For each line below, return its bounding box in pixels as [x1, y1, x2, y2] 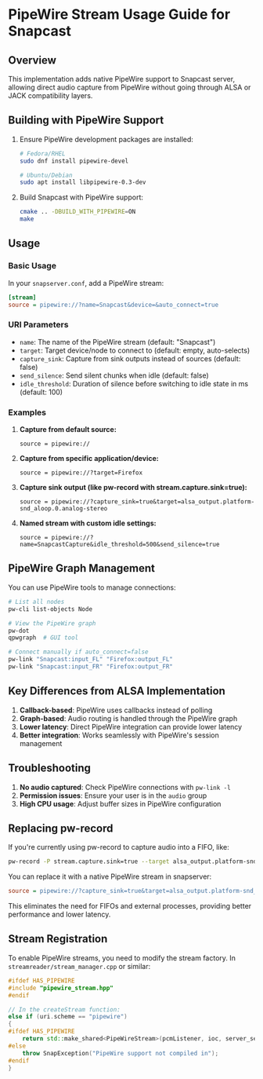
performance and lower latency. [8, 909, 111, 920]
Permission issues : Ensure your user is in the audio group [19, 791, 207, 800]
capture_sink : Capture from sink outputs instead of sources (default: [19, 353, 241, 363]
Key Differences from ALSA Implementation [8, 685, 225, 698]
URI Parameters [8, 320, 69, 331]
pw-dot [8, 627, 30, 635]
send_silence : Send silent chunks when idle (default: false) [19, 371, 209, 380]
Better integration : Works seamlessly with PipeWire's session [19, 730, 219, 740]
